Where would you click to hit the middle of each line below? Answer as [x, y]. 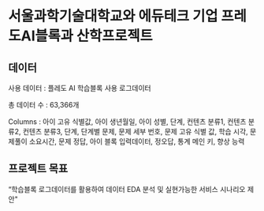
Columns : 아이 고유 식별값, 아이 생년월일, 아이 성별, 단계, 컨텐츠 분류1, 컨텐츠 [127, 122]
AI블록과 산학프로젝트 [87, 36]
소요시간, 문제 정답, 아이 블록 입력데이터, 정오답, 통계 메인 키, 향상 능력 [137, 141]
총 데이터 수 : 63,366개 [44, 105]
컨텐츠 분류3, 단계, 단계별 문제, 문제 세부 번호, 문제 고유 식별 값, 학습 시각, [135, 132]
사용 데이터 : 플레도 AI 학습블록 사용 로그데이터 [80, 88]
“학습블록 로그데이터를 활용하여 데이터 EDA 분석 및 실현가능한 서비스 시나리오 [127, 189]
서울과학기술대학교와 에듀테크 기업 [113, 16]
